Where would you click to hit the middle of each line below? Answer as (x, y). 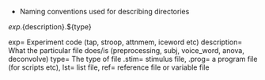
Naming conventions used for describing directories (104, 11)
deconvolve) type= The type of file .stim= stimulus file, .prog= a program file (133, 59)
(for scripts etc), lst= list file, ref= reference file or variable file (109, 67)
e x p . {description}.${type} (50, 27)
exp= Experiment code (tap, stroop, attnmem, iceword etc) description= (125, 42)
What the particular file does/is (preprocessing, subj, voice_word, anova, (127, 50)
